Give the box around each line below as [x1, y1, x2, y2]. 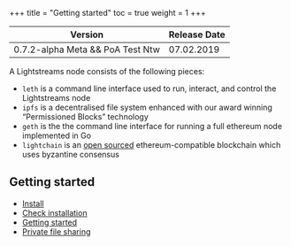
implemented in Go [21, 130, 91, 141]
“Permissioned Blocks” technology [21, 111, 149, 122]
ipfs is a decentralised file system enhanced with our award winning [21, 102, 272, 112]
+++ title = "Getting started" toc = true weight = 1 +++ [9, 8, 206, 18]
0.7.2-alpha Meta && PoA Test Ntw [13, 43, 161, 56]
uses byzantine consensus [21, 150, 119, 159]
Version [70, 28, 104, 41]
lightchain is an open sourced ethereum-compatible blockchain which [21, 140, 281, 150]
